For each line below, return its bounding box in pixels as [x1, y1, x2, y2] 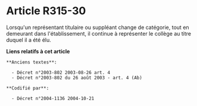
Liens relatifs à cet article [6, 47, 70, 54]
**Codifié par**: [6, 85, 49, 91]
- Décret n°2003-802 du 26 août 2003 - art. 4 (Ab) [11, 75, 143, 81]
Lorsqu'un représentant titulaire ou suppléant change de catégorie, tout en [6, 24, 189, 31]
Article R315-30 [6, 4, 86, 18]
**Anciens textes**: [6, 59, 58, 65]
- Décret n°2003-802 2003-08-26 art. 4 [11, 69, 111, 75]
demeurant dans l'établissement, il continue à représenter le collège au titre [6, 30, 192, 37]
